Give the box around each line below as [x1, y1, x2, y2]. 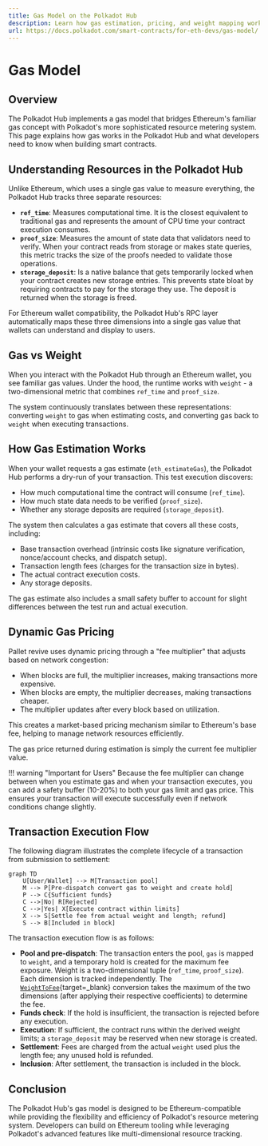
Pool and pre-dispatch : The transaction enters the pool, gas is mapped [19, 948, 254, 958]
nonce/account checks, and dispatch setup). [19, 553, 167, 562]
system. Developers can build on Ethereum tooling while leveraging [8, 1120, 230, 1130]
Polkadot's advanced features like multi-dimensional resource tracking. [8, 1129, 242, 1139]
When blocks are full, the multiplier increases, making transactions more [19, 670, 258, 680]
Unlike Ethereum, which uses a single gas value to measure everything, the [8, 184, 255, 194]
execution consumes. [19, 225, 91, 234]
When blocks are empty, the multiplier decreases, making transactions [19, 687, 252, 697]
